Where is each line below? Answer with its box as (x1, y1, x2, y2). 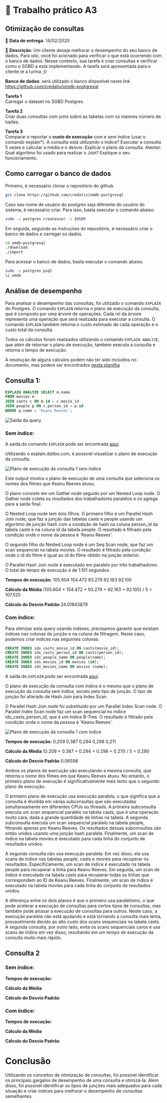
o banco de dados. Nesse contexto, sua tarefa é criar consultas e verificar (5, 58, 158, 64)
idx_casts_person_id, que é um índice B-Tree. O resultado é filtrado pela (5, 714, 153, 720)
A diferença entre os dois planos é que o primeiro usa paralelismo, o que (5, 897, 155, 903)
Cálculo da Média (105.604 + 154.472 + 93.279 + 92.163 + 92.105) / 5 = (5, 586, 153, 592)
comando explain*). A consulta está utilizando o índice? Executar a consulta (5, 139, 161, 145)
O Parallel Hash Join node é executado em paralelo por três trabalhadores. (5, 562, 159, 568)
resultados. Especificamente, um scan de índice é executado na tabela (5, 861, 151, 867)
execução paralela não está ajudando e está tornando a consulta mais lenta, (5, 913, 162, 919)
